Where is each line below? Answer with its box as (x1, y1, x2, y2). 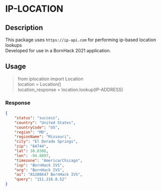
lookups (5, 42, 22, 48)
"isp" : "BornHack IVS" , (14, 163, 65, 168)
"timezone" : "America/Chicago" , (14, 158, 83, 163)
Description (5, 23, 43, 32)
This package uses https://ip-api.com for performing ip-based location (5, 37, 156, 43)
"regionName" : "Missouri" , (14, 134, 71, 140)
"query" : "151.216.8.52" (14, 177, 67, 182)
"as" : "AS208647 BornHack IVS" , (14, 172, 83, 177)
